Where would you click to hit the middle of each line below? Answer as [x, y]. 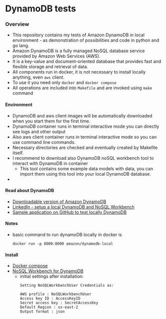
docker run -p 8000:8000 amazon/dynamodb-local [63, 244]
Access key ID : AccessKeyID [50, 299]
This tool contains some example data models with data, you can [86, 168]
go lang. [21, 46]
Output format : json [42, 312]
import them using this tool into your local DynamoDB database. [85, 174]
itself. [18, 153]
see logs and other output [39, 131]
